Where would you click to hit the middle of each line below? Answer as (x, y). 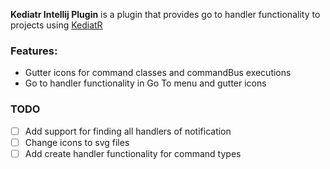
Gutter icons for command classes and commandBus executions (158, 73)
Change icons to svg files (77, 142)
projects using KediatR (56, 25)
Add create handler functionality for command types (133, 153)
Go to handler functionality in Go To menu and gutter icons (145, 83)
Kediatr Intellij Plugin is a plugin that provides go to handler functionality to (165, 14)
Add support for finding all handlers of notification (128, 131)
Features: (34, 51)
